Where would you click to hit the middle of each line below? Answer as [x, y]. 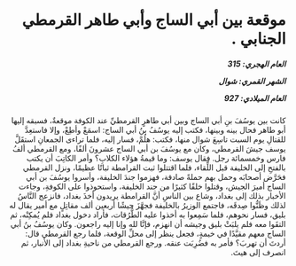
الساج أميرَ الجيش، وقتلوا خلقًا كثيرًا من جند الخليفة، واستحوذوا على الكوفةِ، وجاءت [152, 186]
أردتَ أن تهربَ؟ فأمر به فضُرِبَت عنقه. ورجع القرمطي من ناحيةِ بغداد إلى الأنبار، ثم [153, 243]
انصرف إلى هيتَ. [258, 253]
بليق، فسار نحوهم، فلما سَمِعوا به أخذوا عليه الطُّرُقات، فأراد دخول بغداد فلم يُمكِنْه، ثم [148, 215]
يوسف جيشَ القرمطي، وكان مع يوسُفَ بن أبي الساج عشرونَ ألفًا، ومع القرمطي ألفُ [149, 149]
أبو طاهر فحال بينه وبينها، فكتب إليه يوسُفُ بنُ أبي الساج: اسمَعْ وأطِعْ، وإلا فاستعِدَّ [155, 130]
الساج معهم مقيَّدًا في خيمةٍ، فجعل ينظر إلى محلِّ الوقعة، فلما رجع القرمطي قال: [156, 234]
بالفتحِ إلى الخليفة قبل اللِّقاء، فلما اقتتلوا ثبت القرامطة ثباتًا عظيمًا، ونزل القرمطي [154, 168]
